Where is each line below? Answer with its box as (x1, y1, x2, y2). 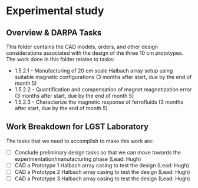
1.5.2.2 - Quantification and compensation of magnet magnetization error (14, 86, 192, 93)
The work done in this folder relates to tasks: (6, 56, 115, 62)
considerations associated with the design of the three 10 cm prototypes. (6, 50, 184, 57)
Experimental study (6, 4, 104, 18)
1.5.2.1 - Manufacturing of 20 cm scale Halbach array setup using (14, 67, 173, 74)
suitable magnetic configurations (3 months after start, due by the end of (14, 74, 192, 80)
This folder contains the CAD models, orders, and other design (6, 43, 158, 50)
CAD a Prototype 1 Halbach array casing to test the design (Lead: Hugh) (14, 161, 190, 169)
